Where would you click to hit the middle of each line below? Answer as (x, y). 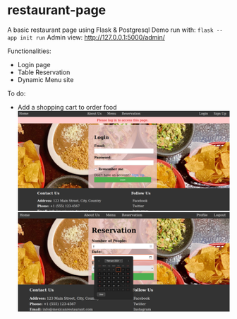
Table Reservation (44, 72)
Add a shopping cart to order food (67, 107)
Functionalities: (29, 51)
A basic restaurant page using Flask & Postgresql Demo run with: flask (110, 30)
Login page (34, 64)
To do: (17, 93)
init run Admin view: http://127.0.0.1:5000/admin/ (93, 37)
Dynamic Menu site (45, 79)
